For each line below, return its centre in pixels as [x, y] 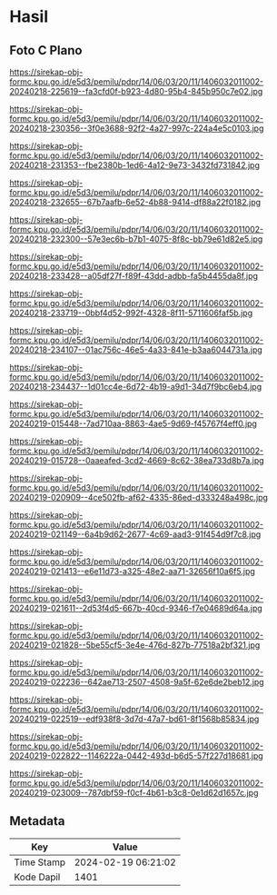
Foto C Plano [46, 50]
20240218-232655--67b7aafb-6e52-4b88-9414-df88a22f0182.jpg [135, 202]
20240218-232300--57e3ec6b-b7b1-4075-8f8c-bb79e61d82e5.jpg [136, 239]
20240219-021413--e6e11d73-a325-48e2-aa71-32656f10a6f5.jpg [133, 571]
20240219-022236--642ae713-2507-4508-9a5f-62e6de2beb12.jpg [137, 682]
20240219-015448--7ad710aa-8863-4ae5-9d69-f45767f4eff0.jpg [133, 423]
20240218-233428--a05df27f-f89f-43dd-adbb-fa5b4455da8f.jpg [134, 276]
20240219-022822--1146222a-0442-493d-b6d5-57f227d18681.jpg [136, 756]
